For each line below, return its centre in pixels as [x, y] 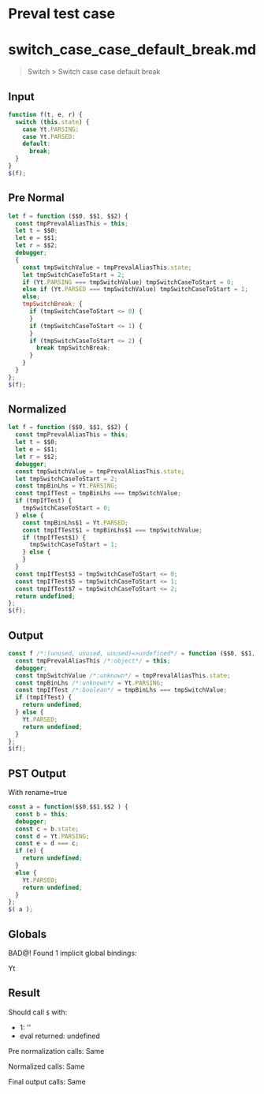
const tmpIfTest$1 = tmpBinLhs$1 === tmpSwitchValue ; [112, 530]
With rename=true [38, 793]
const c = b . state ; [47, 829]
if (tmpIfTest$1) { [54, 537]
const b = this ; [42, 814]
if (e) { [30, 851]
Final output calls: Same [47, 1081]
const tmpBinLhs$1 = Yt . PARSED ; [75, 523]
